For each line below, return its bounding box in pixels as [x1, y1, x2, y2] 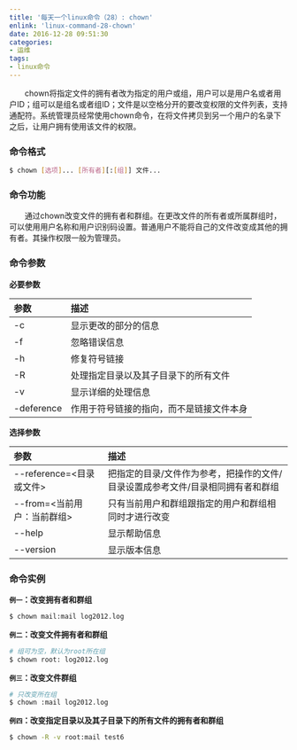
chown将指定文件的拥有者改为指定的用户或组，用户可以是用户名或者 [24, 88, 274, 98]
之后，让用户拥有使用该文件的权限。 [9, 121, 141, 131]
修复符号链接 [70, 352, 125, 364]
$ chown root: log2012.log [9, 655, 109, 664]
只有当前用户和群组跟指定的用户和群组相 [107, 497, 277, 510]
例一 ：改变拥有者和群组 [9, 594, 93, 605]
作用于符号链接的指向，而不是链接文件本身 [70, 402, 248, 415]
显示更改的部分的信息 [70, 319, 160, 332]
